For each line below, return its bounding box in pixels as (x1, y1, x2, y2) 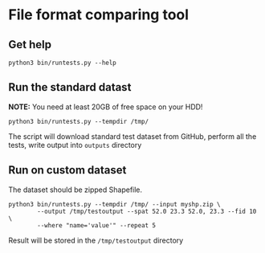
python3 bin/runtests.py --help (8, 59, 116, 67)
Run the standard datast (8, 80, 132, 94)
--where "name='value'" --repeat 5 (37, 221, 157, 230)
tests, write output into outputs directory (8, 140, 142, 149)
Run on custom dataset (8, 163, 127, 178)
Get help (8, 38, 52, 51)
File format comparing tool (8, 6, 190, 24)
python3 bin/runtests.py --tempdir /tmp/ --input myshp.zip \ (8, 200, 221, 208)
